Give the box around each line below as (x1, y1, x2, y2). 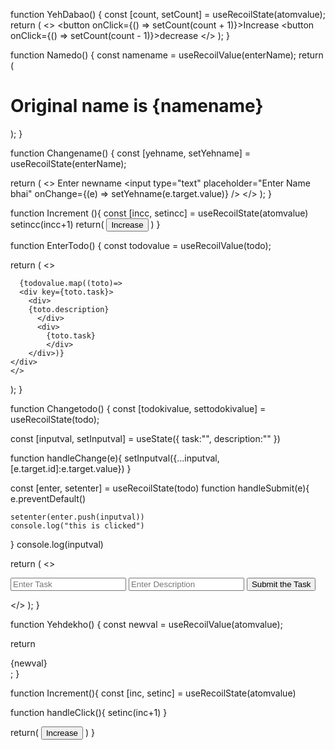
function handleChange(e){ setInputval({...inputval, (10, 452, 220, 464)
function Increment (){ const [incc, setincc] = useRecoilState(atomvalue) (10, 207, 309, 219)
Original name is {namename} (10, 95, 264, 118)
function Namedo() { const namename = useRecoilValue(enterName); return (10, 49, 324, 61)
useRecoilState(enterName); (10, 157, 127, 169)
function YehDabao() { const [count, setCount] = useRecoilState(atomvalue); (10, 9, 326, 20)
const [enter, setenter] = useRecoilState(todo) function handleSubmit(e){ (10, 482, 310, 494)
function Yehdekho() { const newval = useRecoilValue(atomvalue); (10, 618, 283, 630)
